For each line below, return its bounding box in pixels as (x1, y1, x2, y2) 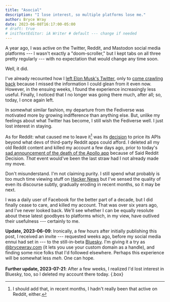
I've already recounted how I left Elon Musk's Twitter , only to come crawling (5, 76, 163, 81)
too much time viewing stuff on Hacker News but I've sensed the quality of (5, 176, 161, 182)
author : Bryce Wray (5, 17, 47, 22)
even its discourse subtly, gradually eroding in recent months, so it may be (5, 181, 160, 187)
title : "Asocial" (5, 7, 42, 13)
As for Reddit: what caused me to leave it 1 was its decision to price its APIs (5, 133, 161, 140)
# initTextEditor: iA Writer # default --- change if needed (5, 31, 137, 36)
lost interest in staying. (5, 123, 53, 129)
